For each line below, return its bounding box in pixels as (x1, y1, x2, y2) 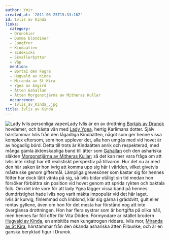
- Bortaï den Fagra (10, 69, 51, 74)
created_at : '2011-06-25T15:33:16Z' (5, 12, 83, 17)
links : (5, 21, 19, 27)
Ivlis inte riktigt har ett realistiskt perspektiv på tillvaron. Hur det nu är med (5, 159, 160, 164)
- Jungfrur (10, 41, 33, 46)
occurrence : (10, 97, 36, 102)
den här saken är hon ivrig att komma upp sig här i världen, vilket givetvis (5, 164, 158, 170)
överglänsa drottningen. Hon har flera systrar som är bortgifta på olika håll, (5, 207, 161, 213)
